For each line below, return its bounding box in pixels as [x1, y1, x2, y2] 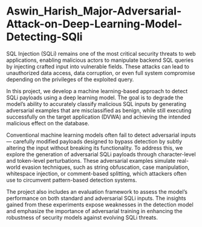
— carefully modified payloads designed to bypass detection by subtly [6, 137, 183, 145]
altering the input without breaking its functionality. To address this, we [6, 144, 183, 151]
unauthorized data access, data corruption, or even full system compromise [6, 69, 195, 76]
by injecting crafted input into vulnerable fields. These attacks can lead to [6, 62, 189, 70]
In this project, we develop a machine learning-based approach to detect [6, 87, 188, 94]
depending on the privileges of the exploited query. [6, 76, 134, 83]
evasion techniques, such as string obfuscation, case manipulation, [21, 163, 189, 171]
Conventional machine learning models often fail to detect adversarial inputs [6, 131, 197, 139]
